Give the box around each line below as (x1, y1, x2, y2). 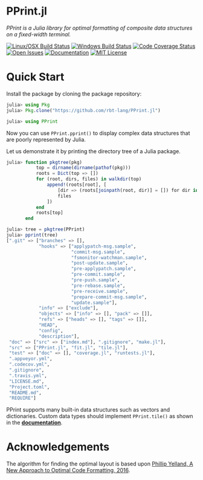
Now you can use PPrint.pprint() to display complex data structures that (6, 129, 190, 137)
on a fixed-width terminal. (6, 30, 71, 38)
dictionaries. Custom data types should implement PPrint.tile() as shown (6, 413, 193, 420)
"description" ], (38, 333, 80, 340)
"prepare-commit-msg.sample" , (71, 294, 147, 300)
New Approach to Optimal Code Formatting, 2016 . (6, 467, 130, 474)
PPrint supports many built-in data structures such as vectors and (6, 406, 170, 413)
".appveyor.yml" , (8, 356, 53, 362)
